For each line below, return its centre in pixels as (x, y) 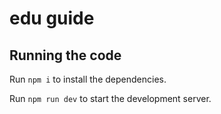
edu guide (52, 18)
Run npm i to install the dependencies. (88, 79)
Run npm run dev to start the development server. (110, 98)
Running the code (65, 55)
